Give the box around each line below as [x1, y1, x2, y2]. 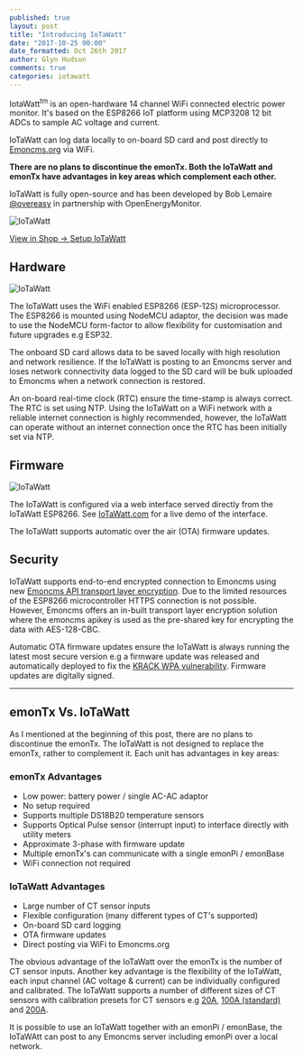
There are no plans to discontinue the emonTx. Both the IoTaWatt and [9, 161, 273, 172]
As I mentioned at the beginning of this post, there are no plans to [9, 728, 253, 739]
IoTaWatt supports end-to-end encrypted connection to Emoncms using [9, 576, 277, 587]
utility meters [22, 828, 72, 839]
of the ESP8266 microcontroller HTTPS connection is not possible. [9, 595, 257, 606]
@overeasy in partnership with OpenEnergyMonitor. [9, 198, 203, 209]
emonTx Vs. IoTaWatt [9, 705, 131, 720]
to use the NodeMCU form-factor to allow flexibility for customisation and [9, 320, 282, 331]
